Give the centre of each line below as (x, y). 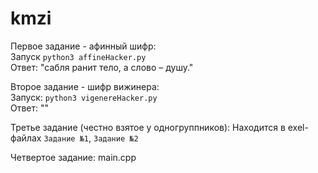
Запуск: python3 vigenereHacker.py (84, 97)
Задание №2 (116, 138)
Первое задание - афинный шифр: (83, 46)
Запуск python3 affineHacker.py (78, 56)
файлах (26, 138)
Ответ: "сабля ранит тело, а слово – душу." (102, 67)
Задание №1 (66, 138)
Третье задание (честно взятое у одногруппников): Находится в (148, 127)
